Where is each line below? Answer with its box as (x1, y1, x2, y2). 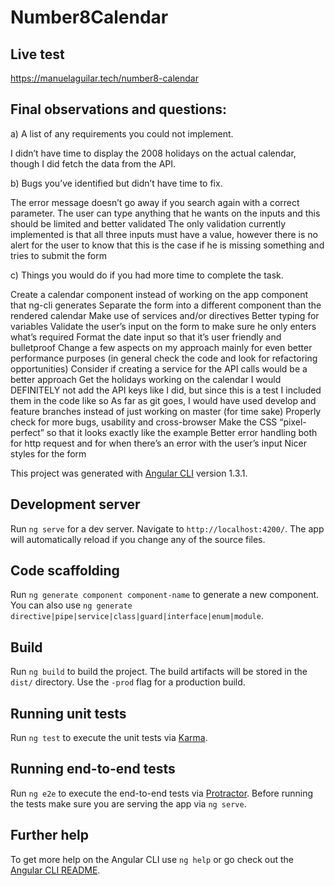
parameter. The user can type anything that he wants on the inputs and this (10, 207, 321, 219)
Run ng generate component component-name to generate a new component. (10, 589, 320, 601)
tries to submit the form (10, 249, 107, 261)
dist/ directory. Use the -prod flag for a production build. (10, 676, 246, 688)
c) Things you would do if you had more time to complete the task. (10, 269, 284, 281)
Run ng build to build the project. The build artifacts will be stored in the (10, 666, 308, 678)
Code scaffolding (10, 562, 120, 580)
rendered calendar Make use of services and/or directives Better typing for (10, 309, 320, 321)
